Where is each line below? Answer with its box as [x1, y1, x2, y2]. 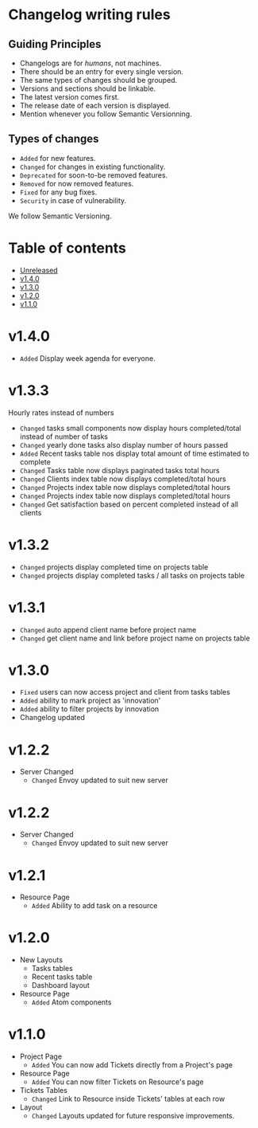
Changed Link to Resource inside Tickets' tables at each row [31, 1094, 225, 1104]
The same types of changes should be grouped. [19, 76, 178, 84]
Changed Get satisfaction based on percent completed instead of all [19, 499, 239, 509]
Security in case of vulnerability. [19, 195, 127, 205]
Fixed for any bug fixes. [19, 187, 98, 197]
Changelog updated [19, 713, 85, 723]
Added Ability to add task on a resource [31, 901, 158, 911]
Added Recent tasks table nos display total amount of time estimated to [19, 448, 250, 458]
